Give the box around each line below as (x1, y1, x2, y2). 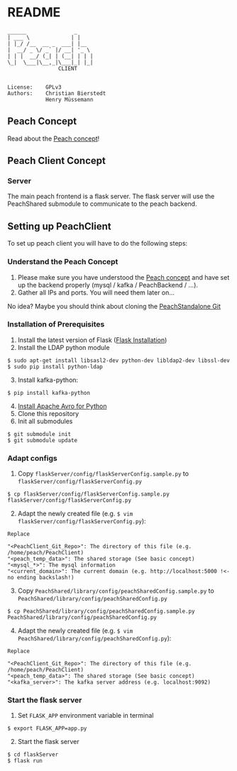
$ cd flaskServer (7, 751, 59, 758)
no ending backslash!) (7, 574, 75, 581)
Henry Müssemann (45, 96, 94, 103)
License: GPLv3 (7, 83, 62, 91)
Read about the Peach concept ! (7, 134, 100, 143)
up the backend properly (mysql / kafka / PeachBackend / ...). (17, 280, 199, 289)
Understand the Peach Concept (7, 257, 118, 267)
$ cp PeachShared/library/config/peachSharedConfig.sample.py (7, 608, 195, 615)
